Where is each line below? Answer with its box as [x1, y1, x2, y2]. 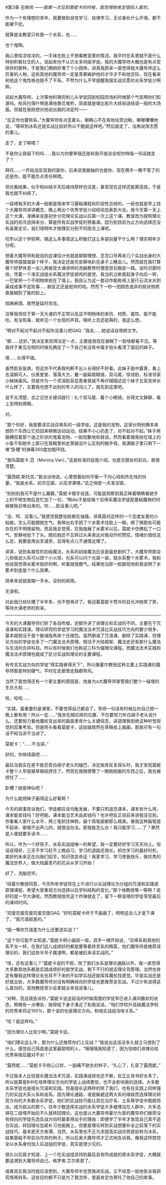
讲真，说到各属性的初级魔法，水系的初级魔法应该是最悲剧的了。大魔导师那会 [5, 549, 161, 554]
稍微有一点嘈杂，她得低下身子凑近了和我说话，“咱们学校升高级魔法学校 [13, 1002, 159, 1007]
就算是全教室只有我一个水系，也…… [5, 32, 78, 37]
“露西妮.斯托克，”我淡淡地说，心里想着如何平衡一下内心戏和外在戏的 [5, 474, 142, 480]
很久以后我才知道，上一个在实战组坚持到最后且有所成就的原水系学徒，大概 [5, 1151, 157, 1157]
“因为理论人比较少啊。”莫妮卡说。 [5, 1029, 72, 1034]
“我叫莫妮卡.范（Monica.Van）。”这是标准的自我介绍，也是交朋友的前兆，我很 [5, 457, 160, 463]
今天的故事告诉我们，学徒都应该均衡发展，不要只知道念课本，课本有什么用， [5, 806, 161, 811]
